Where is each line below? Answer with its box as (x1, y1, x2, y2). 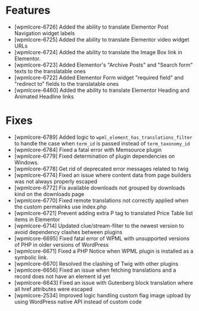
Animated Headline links (14, 93, 74, 100)
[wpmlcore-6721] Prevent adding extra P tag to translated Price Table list (14, 209, 193, 216)
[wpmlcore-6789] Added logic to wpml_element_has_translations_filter (14, 133, 193, 141)
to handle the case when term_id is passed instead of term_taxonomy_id (14, 139, 190, 147)
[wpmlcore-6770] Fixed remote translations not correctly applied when (14, 197, 189, 204)
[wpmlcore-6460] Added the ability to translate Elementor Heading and (14, 86, 190, 94)
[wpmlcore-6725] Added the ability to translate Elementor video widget (14, 36, 189, 43)
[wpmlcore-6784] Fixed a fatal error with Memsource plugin (14, 146, 162, 153)
